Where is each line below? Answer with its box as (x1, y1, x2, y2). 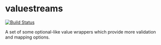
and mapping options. (5, 34, 50, 40)
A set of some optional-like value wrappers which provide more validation (5, 29, 157, 35)
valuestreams (5, 3, 63, 14)
